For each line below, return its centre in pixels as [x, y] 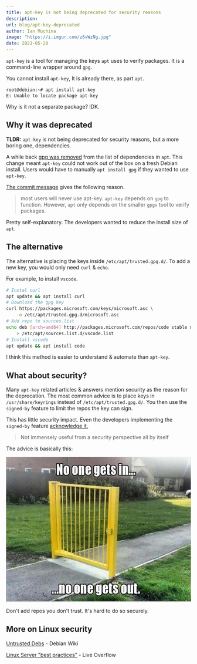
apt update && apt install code [45, 346]
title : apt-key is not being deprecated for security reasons [84, 12]
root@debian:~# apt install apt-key [51, 90]
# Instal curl [23, 290]
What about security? [47, 375]
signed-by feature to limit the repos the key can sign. [69, 409]
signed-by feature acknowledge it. [47, 426]
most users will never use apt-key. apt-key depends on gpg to [94, 198]
